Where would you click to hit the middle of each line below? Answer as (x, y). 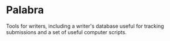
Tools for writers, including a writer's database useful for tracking (85, 26)
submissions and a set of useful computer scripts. (67, 32)
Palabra (25, 10)
